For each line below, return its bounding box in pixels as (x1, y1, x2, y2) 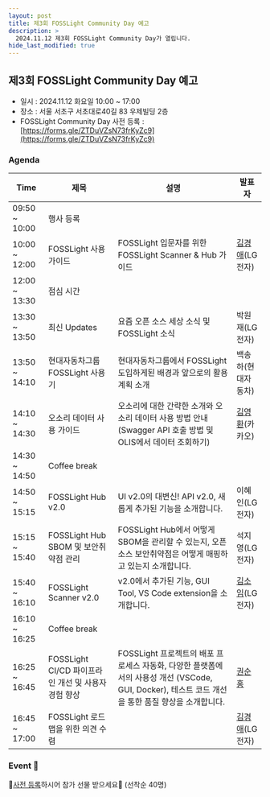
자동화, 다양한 (141, 660, 191, 671)
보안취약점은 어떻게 (134, 548, 204, 560)
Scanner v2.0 (47, 593, 100, 604)
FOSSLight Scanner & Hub (117, 250, 217, 261)
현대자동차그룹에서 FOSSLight (117, 355, 227, 366)
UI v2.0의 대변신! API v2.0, (117, 491, 216, 502)
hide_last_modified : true (8, 42, 95, 50)
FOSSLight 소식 (117, 328, 175, 339)
